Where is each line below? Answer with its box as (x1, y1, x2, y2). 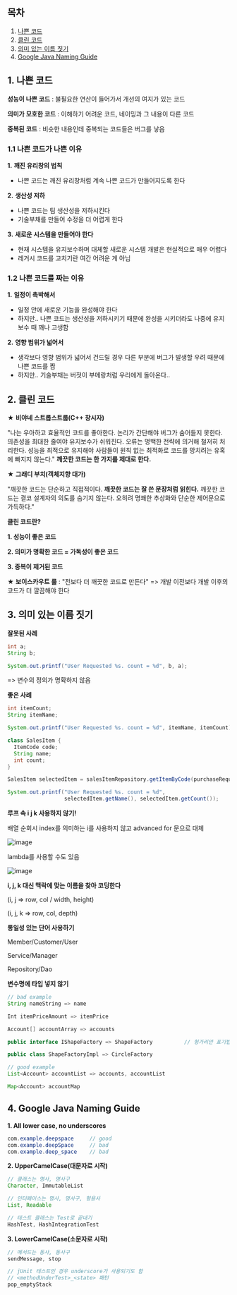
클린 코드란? (7, 518, 41, 526)
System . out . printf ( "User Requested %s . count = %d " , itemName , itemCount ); (7, 724, 235, 731)
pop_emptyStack (7, 1281, 52, 1289)
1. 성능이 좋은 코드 (7, 533, 56, 541)
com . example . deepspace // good (7, 1135, 112, 1142)
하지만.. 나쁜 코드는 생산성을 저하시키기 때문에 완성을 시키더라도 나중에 (17, 315, 212, 323)
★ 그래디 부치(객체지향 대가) (7, 470, 86, 478)
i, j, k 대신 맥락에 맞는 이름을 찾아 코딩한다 (7, 881, 121, 890)
